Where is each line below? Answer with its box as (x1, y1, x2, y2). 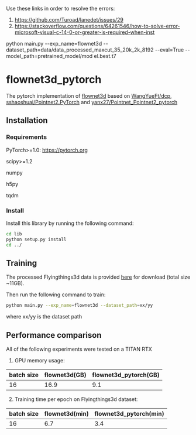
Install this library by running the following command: (6, 220, 134, 227)
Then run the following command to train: (6, 291, 106, 298)
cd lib (6, 231, 22, 237)
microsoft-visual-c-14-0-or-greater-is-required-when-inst (14, 29, 155, 36)
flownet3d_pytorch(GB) (92, 371, 160, 379)
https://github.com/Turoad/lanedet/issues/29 (14, 16, 124, 23)
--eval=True (154, 46, 184, 53)
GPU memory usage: (14, 357, 66, 364)
